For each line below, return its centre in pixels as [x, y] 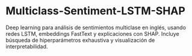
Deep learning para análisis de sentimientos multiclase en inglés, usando [96, 27]
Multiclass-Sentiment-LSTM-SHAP [96, 11]
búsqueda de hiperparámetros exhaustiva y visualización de [80, 40]
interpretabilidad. [27, 46]
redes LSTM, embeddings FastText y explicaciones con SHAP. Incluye [92, 33]
